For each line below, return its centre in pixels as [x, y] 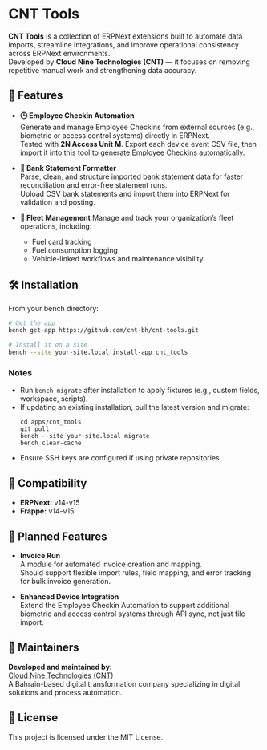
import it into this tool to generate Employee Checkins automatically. [132, 152]
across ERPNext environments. [59, 53]
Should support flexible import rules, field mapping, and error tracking [136, 572]
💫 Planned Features [58, 536]
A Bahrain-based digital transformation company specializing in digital [124, 683]
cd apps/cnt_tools [51, 422]
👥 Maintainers [44, 648]
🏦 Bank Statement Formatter [68, 168]
